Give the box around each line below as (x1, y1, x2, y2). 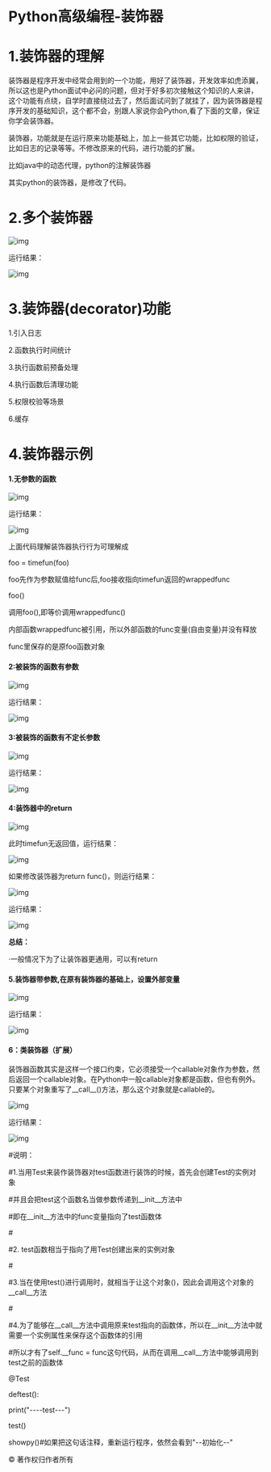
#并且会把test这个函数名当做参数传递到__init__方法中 (8, 1195, 183, 1205)
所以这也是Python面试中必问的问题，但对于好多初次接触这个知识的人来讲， (8, 86, 258, 95)
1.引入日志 (8, 328, 42, 338)
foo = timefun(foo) (8, 558, 70, 568)
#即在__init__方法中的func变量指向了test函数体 (8, 1212, 163, 1222)
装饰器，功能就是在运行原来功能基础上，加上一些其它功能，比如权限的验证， (8, 133, 263, 143)
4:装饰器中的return (8, 803, 73, 813)
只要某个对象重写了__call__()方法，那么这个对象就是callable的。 (8, 1084, 219, 1095)
